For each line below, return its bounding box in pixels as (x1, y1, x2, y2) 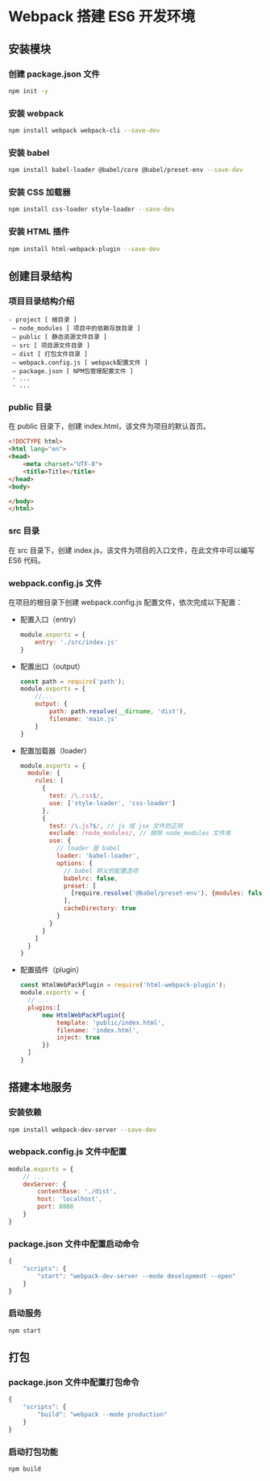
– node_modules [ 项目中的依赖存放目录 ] (11, 325, 141, 333)
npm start (8, 1326, 42, 1335)
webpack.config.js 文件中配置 (8, 1146, 127, 1157)
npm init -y (8, 86, 48, 95)
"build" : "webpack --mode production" (37, 1411, 168, 1419)
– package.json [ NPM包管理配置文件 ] (11, 367, 134, 375)
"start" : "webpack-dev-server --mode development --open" (37, 1272, 236, 1280)
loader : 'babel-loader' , (56, 852, 140, 860)
